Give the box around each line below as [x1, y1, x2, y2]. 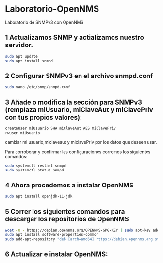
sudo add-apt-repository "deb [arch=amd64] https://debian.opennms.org [5, 236, 153, 242]
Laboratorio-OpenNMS [5, 3, 99, 15]
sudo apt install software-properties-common [5, 232, 98, 237]
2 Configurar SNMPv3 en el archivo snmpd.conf [5, 72, 153, 80]
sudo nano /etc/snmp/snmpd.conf [5, 85, 70, 90]
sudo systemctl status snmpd [5, 168, 64, 172]
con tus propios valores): [5, 113, 82, 122]
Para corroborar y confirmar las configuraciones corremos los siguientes [5, 149, 151, 155]
